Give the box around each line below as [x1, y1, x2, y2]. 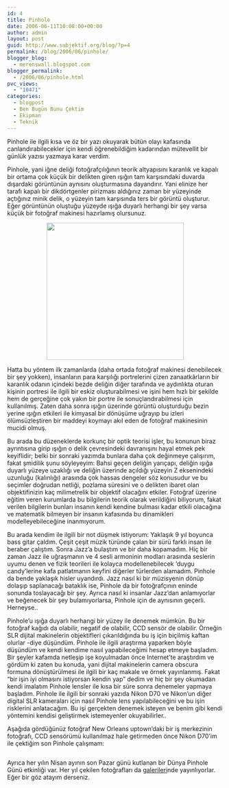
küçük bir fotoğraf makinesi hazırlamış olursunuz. [7, 208, 147, 217]
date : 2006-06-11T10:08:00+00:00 [7, 23, 103, 29]
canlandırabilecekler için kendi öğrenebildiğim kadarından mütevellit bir [7, 145, 208, 153]
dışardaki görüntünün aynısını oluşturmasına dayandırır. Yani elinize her [7, 180, 208, 188]
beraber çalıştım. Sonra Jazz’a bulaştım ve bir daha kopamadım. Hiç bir [7, 545, 208, 553]
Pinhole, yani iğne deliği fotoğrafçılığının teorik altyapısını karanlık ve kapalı [7, 165, 219, 174]
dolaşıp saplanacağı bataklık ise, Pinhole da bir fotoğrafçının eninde [7, 581, 197, 590]
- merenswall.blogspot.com [13, 61, 91, 68]
